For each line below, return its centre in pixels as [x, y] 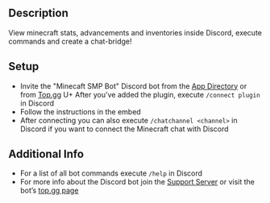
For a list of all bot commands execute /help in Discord [111, 173]
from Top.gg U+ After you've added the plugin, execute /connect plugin [140, 94]
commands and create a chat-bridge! [70, 41]
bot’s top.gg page [49, 191]
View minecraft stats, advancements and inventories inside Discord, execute [135, 32]
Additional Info [46, 154]
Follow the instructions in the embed [80, 111]
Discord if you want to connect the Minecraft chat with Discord [124, 129]
